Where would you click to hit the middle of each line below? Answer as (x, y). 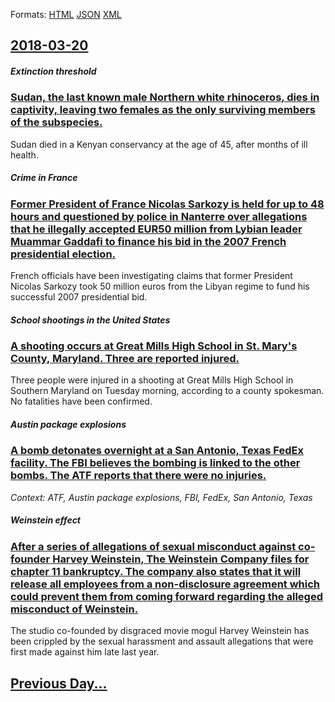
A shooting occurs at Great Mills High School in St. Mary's (154, 346)
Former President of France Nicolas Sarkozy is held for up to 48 (167, 204)
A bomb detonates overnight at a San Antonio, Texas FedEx (157, 451)
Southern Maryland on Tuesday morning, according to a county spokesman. (167, 391)
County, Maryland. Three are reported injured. (125, 359)
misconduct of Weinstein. (74, 609)
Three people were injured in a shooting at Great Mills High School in (152, 380)
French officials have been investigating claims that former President (151, 276)
